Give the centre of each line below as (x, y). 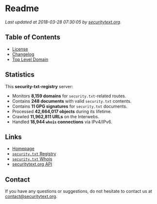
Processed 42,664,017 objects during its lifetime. (62, 111)
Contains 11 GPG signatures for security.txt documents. (70, 106)
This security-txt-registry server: (39, 86)
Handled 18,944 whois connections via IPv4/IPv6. (62, 122)
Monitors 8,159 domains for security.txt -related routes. (69, 96)
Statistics (20, 75)
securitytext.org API (32, 164)
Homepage (23, 148)
